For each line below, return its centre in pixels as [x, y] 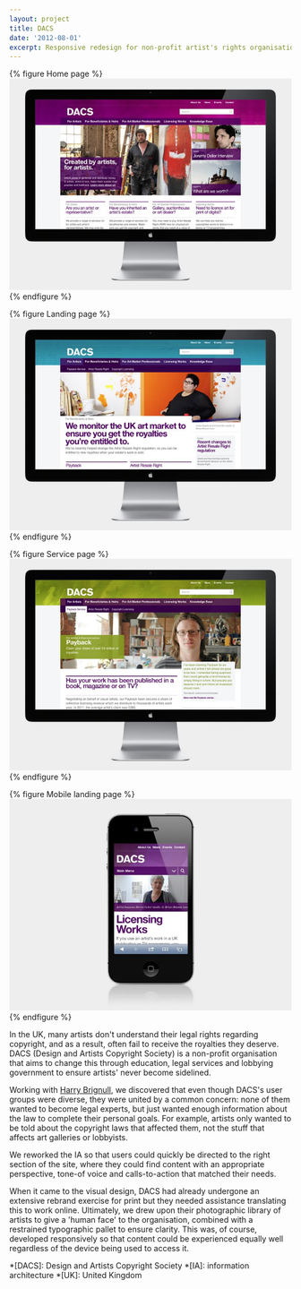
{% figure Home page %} [56, 74]
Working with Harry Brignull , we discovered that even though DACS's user [146, 1090]
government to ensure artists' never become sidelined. [111, 1073]
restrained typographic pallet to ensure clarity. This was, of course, [133, 1229]
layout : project [39, 19]
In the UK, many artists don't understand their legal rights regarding [134, 1035]
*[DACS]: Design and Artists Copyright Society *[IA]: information [129, 1266]
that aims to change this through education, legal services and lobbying [142, 1063]
